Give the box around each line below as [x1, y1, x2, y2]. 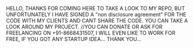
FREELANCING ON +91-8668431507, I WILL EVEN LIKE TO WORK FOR [6, 29, 176, 36]
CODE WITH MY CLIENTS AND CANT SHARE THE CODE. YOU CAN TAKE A [6, 17, 188, 24]
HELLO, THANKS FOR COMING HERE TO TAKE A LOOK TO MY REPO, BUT [6, 5, 185, 12]
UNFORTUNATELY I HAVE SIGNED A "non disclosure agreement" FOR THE [6, 11, 187, 18]
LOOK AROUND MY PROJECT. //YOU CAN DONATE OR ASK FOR [6, 23, 162, 30]
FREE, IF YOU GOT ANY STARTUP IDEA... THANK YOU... [6, 36, 141, 42]
